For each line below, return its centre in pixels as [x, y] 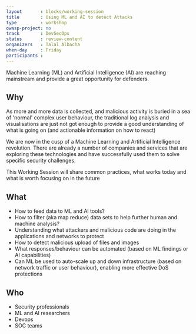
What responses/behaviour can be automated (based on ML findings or [101, 249]
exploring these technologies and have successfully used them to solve [93, 154]
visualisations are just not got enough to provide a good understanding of [95, 124]
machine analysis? [37, 224]
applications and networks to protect [59, 236]
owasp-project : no [29, 28]
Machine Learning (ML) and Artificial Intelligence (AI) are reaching [86, 72]
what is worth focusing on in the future [53, 179]
